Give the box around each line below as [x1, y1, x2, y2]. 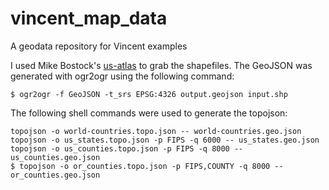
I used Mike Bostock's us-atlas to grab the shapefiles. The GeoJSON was [10, 59, 313, 71]
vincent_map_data [10, 7, 168, 30]
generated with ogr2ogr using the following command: [10, 70, 235, 82]
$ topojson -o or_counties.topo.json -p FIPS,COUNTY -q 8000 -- [10, 161, 284, 171]
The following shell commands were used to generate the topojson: [10, 107, 288, 119]
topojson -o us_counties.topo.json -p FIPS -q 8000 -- [10, 143, 244, 154]
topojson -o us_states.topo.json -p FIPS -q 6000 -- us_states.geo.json [10, 135, 320, 145]
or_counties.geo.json [10, 170, 101, 180]
